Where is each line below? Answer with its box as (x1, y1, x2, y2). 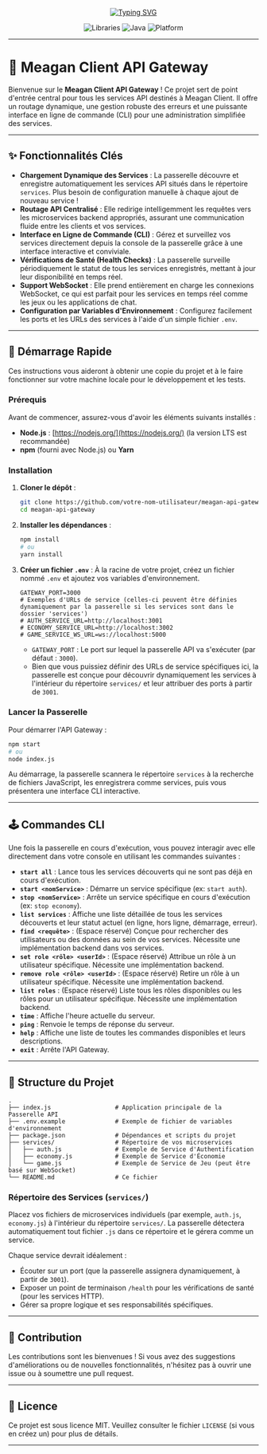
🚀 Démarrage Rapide (8, 345, 113, 359)
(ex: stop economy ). (19, 901, 82, 910)
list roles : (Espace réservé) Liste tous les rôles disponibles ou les (19, 985, 242, 996)
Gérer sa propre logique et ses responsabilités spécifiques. (19, 1300, 214, 1310)
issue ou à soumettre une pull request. (8, 1369, 134, 1378)
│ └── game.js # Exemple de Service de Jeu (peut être (8, 1160, 250, 1168)
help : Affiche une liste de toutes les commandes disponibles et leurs (19, 1028, 246, 1038)
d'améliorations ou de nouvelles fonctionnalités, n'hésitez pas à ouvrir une (8, 1360, 252, 1370)
